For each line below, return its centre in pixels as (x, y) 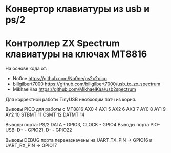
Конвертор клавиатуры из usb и (78, 9)
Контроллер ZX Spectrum (63, 43)
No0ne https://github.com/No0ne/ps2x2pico (60, 79)
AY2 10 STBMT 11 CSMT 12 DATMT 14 (45, 115)
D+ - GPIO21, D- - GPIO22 (45, 130)
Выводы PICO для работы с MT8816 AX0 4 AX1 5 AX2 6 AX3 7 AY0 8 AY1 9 (86, 109)
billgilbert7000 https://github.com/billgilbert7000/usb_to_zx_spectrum (87, 84)
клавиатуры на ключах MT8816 (76, 54)
